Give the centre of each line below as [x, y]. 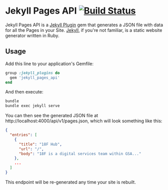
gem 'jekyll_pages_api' [35, 78]
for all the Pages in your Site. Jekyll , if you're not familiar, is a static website [84, 30]
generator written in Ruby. [32, 35]
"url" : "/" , [31, 149]
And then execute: [24, 92]
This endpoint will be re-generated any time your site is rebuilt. [71, 182]
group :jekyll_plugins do [32, 73]
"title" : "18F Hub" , [40, 144]
